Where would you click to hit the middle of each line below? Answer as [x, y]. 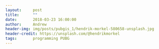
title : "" [21, 15]
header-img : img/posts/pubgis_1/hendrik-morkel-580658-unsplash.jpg [80, 29]
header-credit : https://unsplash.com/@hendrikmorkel [63, 34]
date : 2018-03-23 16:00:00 [41, 19]
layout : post [24, 10]
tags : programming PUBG [38, 39]
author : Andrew [26, 24]
